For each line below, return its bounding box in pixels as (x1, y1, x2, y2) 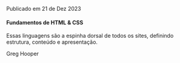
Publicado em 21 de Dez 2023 (6, 5, 81, 12)
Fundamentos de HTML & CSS (6, 19, 84, 26)
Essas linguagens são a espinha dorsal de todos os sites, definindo (6, 32, 174, 40)
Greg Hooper (6, 50, 39, 58)
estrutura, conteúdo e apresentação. (6, 38, 98, 46)
